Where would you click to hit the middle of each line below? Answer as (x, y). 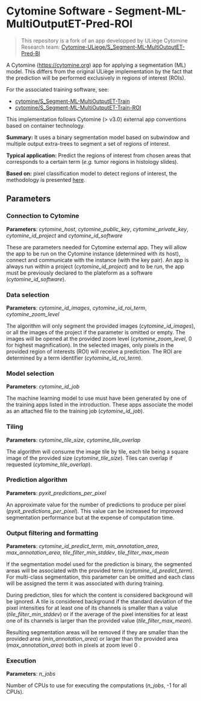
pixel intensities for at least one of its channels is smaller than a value (92, 608)
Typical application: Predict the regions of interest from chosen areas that (99, 155)
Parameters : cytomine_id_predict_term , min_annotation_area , (83, 546)
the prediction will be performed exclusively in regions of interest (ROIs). (96, 78)
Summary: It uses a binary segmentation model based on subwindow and (98, 137)
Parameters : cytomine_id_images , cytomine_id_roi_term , (77, 308)
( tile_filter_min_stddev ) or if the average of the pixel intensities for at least (97, 614)
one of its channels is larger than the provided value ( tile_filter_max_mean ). (100, 621)
